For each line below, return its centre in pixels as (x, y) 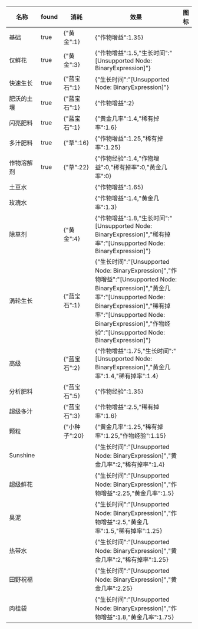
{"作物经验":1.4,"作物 (124, 158)
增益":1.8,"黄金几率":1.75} (138, 617)
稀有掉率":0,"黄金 (137, 167)
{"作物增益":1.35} (119, 37)
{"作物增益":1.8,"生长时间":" (134, 218)
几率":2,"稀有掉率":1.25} (135, 560)
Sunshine (22, 455)
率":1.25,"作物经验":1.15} (131, 436)
